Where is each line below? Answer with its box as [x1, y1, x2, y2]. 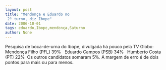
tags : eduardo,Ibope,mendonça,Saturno [5, 26, 85, 31]
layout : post [5, 7, 32, 12]
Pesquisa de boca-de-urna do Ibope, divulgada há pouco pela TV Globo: [5, 44, 154, 49]
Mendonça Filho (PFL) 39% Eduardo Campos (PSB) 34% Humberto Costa [5, 49, 161, 55]
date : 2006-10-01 [5, 21, 41, 26]
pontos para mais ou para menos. [5, 60, 74, 65]
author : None [5, 30, 32, 35]
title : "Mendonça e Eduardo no [5, 12, 70, 17]
